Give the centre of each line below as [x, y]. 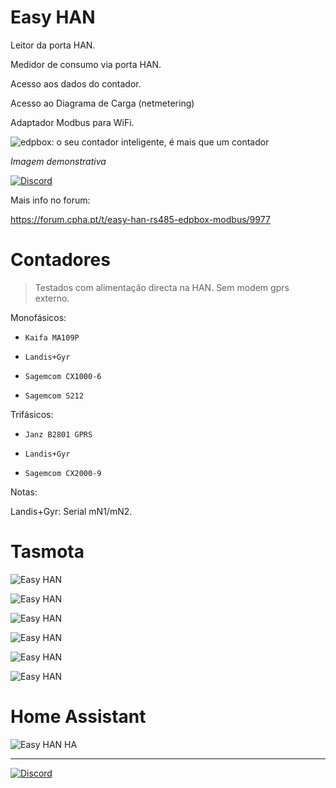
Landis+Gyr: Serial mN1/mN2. [71, 511]
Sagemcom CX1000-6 [63, 376]
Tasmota [47, 552]
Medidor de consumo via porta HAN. [86, 64]
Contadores [60, 260]
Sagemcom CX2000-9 [63, 473]
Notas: [24, 492]
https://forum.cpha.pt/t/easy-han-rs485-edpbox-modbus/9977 [140, 219]
